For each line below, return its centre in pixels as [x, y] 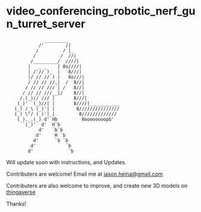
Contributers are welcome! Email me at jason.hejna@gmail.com [85, 174]
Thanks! [16, 204]
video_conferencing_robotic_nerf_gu [101, 11]
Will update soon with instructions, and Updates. [66, 162]
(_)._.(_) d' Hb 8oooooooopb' [66, 119]
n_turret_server [46, 24]
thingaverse [21, 192]
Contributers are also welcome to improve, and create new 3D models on [97, 185]
